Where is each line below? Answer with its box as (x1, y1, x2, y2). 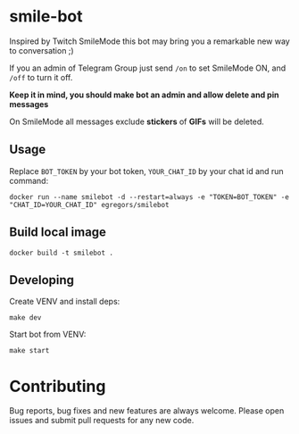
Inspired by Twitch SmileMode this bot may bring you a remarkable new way (9, 36, 290, 46)
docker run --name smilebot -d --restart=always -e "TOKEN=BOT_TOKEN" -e (9, 192, 290, 202)
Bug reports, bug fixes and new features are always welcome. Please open (9, 405, 285, 416)
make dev (9, 313, 42, 322)
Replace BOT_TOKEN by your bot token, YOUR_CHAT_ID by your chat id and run (9, 165, 284, 176)
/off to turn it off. (9, 71, 73, 82)
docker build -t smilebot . (9, 248, 114, 257)
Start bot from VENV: (9, 329, 87, 340)
